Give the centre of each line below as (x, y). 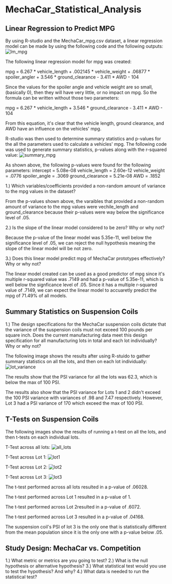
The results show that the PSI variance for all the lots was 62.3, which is (81, 376)
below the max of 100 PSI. (33, 382)
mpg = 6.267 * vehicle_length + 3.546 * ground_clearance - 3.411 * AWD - (84, 108)
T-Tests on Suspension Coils (52, 419)
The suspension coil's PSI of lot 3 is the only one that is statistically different (86, 526)
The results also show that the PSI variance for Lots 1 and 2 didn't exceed (83, 392)
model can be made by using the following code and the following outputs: (84, 46)
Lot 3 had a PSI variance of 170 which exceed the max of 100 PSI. (74, 403)
